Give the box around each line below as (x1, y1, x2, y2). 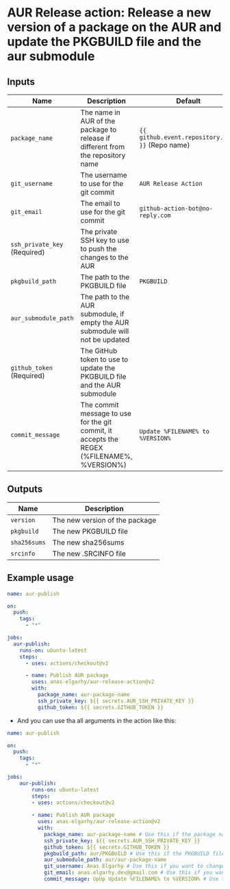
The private (80, 227, 118, 236)
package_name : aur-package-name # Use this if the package (43, 831, 216, 838)
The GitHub (80, 346, 118, 355)
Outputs (7, 484, 43, 495)
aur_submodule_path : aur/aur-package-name (43, 856, 167, 864)
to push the (80, 244, 117, 253)
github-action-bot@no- (139, 204, 214, 212)
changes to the (80, 252, 129, 262)
